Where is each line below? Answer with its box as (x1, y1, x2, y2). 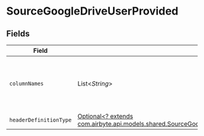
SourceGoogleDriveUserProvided (6, 4, 179, 18)
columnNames (9, 80, 44, 87)
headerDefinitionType (9, 117, 72, 123)
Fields (6, 29, 30, 39)
